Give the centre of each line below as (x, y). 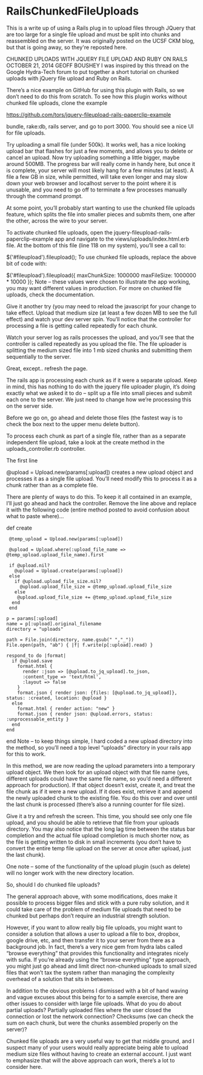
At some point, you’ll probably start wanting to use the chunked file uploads (101, 208)
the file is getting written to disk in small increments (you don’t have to (94, 842)
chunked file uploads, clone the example (57, 103)
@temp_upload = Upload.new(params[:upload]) (66, 539)
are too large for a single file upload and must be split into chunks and (93, 34)
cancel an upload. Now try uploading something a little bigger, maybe (93, 157)
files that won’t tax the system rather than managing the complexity (90, 972)
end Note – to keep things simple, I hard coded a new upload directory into (99, 741)
